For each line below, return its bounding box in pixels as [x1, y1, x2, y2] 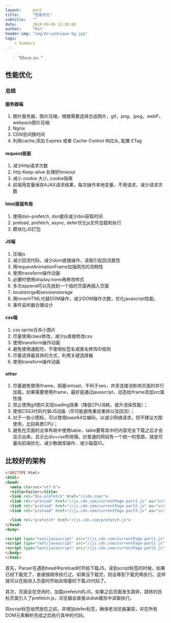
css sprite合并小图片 [12, 327, 56, 333]
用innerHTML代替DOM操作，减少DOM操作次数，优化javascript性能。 [12, 295, 159, 302]
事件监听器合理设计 [12, 302, 53, 308]
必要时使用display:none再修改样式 [12, 276, 84, 282]
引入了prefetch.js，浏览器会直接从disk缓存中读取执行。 [18, 595, 135, 601]
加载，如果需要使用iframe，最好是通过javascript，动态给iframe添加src [12, 389, 160, 395]
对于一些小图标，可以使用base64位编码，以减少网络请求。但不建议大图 [12, 414, 163, 421]
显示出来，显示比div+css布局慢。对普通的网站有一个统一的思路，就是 [12, 434, 159, 440]
